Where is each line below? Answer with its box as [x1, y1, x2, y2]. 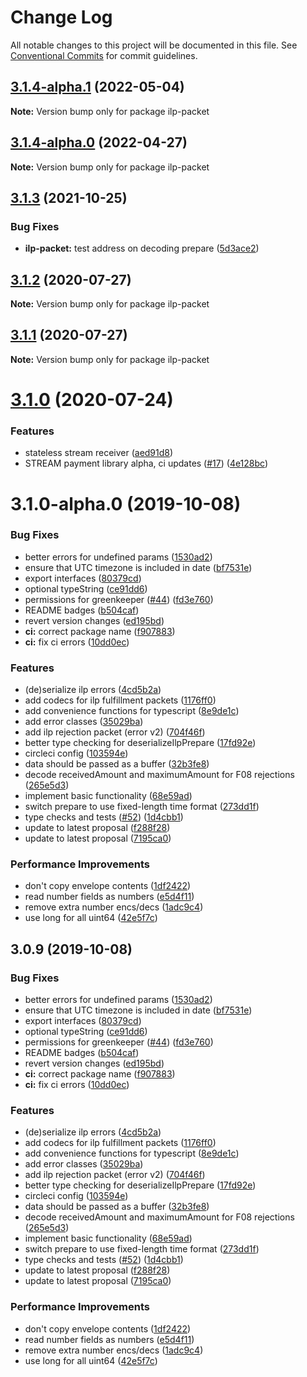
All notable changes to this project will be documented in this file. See [10, 39, 298, 51]
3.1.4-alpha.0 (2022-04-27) [10, 134, 188, 151]
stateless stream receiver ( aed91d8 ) [24, 447, 174, 459]
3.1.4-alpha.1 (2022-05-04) [10, 79, 185, 96]
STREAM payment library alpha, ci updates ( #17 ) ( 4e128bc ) [24, 457, 269, 470]
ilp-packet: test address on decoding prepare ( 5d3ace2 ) [24, 242, 260, 255]
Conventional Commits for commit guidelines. [10, 49, 198, 61]
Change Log [10, 6, 113, 29]
